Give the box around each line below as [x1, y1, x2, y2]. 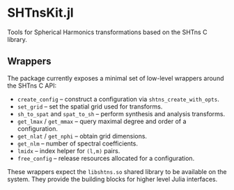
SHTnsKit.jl [7, 5, 75, 21]
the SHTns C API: [7, 81, 57, 90]
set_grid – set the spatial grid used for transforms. [17, 102, 163, 111]
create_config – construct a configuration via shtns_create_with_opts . [17, 95, 219, 103]
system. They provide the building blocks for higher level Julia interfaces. [7, 175, 218, 183]
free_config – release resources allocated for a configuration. [17, 154, 195, 162]
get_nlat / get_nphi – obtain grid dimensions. [17, 132, 148, 140]
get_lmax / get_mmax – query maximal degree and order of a [17, 117, 187, 125]
